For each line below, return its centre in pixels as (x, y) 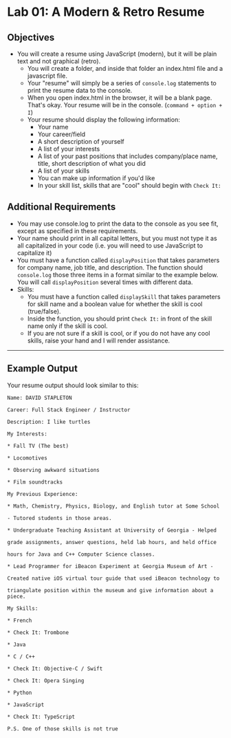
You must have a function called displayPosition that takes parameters (118, 260)
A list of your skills (64, 171)
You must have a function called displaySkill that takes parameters (124, 296)
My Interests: (27, 434)
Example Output (42, 369)
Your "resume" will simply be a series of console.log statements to (122, 83)
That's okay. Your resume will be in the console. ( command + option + (125, 105)
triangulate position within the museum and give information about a (110, 590)
